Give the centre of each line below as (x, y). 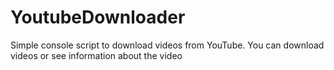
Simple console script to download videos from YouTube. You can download (167, 45)
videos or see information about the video (96, 55)
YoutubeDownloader (98, 17)
